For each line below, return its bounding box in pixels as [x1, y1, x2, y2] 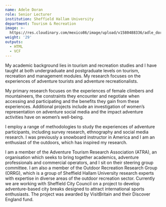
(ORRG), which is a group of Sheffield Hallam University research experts [5, 170, 154, 176]
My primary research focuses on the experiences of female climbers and [5, 88, 154, 94]
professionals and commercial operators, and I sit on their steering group [5, 159, 154, 165]
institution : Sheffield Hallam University [5, 16, 94, 21]
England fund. [5, 196, 34, 202]
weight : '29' [5, 35, 32, 40]
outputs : [5, 40, 23, 45]
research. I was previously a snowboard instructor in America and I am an [5, 134, 155, 140]
